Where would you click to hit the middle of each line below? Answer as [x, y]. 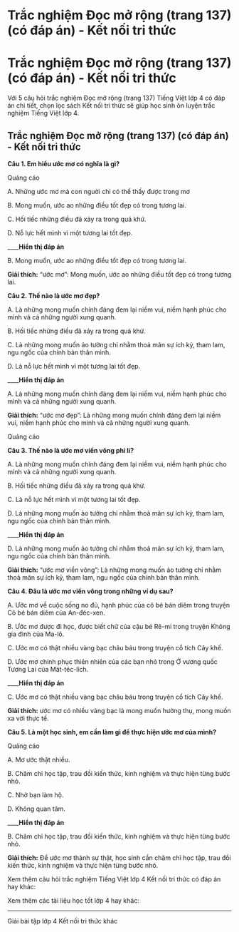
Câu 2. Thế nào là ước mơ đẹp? [54, 295]
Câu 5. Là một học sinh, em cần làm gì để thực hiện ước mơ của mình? [112, 732]
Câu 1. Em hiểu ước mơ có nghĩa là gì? [64, 163]
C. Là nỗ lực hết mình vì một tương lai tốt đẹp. [74, 499]
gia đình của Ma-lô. [36, 634]
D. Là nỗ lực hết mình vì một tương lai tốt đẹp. [74, 366]
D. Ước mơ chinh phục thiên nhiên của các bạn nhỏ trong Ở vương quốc [113, 661]
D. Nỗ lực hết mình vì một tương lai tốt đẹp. [70, 232]
